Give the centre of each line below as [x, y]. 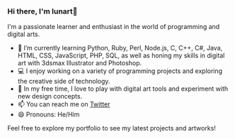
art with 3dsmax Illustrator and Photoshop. [80, 63]
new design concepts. [50, 96]
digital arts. [24, 34]
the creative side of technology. [64, 82]
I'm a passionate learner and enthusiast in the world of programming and [114, 27]
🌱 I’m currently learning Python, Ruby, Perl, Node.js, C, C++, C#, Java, [120, 48]
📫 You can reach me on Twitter [64, 104]
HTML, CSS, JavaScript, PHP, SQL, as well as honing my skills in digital [121, 55]
